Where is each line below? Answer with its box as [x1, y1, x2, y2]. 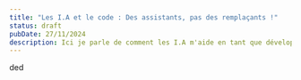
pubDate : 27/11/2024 [9, 29, 87, 38]
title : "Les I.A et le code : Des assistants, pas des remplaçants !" [9, 12, 279, 22]
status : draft [9, 21, 63, 30]
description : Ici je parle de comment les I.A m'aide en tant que [9, 37, 262, 47]
